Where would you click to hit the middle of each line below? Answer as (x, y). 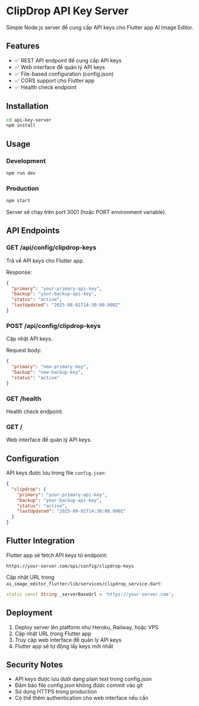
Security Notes (35, 665)
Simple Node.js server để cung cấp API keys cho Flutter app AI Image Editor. (100, 27)
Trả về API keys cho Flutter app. (45, 260)
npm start (18, 201)
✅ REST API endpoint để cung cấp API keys (68, 60)
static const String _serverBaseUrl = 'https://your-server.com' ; (90, 594)
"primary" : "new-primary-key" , (50, 367)
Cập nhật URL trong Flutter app (53, 633)
